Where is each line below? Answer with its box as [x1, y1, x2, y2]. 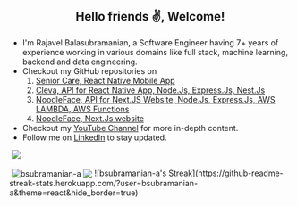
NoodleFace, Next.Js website [35, 112, 145, 124]
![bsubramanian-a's [93, 168, 167, 178]
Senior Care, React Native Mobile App [35, 75, 176, 86]
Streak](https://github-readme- [168, 168, 284, 178]
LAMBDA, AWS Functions [35, 103, 130, 114]
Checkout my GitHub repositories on [21, 65, 157, 76]
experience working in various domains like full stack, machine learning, [21, 46, 289, 57]
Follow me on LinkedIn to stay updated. [21, 132, 167, 143]
